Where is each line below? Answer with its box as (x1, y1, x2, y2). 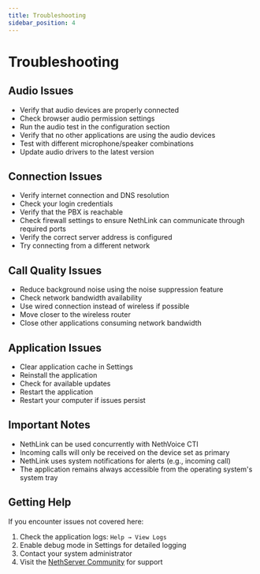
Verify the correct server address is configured (19, 233, 173, 242)
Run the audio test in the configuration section (19, 121, 170, 131)
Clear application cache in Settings (19, 362, 134, 371)
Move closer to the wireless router (19, 310, 132, 319)
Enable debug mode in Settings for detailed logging (19, 540, 187, 550)
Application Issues (8, 341, 102, 355)
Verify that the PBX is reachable (19, 207, 124, 217)
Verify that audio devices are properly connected (19, 105, 180, 114)
